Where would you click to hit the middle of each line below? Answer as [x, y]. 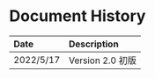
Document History [77, 16]
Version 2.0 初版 [103, 60]
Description [94, 44]
